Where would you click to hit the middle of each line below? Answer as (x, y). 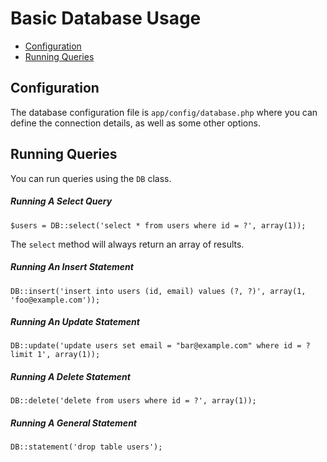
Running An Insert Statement (72, 267)
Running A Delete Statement (70, 377)
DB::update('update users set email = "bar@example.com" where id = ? (160, 346)
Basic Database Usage (106, 18)
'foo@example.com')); (55, 300)
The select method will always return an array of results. (127, 244)
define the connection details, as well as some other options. (135, 123)
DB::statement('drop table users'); (86, 447)
